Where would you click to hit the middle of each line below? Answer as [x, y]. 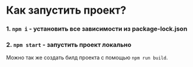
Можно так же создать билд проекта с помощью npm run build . [87, 58]
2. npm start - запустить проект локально [69, 45]
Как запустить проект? [66, 10]
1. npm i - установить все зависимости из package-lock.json [97, 29]
